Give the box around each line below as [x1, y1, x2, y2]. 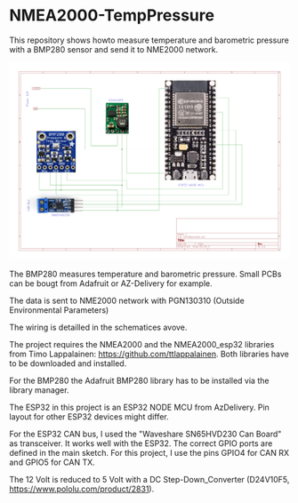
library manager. [9, 384, 69, 395]
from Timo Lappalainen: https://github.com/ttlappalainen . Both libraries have [9, 348, 289, 359]
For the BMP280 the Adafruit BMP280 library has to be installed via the [9, 375, 270, 386]
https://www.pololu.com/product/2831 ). [9, 483, 155, 494]
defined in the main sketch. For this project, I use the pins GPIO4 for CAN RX [9, 447, 289, 458]
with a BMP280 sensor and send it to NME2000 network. [9, 44, 219, 54]
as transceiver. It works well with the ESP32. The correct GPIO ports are [9, 437, 273, 449]
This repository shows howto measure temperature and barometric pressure [9, 35, 289, 45]
